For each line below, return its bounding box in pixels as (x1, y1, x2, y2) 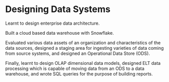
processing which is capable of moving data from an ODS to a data (5, 65, 145, 71)
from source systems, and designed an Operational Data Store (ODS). (5, 50, 150, 56)
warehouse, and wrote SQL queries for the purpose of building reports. (5, 70, 153, 76)
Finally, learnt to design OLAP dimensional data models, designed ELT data (5, 60, 161, 66)
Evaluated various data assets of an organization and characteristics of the (5, 39, 161, 46)
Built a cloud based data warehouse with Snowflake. (5, 30, 115, 36)
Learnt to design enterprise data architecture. (5, 20, 100, 26)
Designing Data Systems (5, 4, 111, 15)
